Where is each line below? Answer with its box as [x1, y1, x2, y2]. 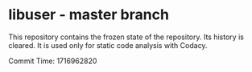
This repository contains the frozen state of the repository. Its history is [8, 32, 244, 42]
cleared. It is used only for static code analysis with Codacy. [8, 40, 208, 50]
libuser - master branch [8, 6, 169, 24]
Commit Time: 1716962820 [8, 56, 97, 66]
